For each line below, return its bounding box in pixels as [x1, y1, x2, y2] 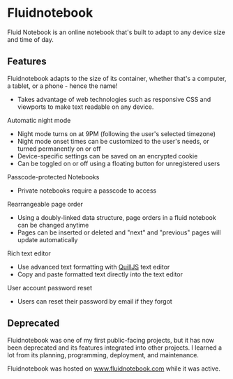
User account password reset [7, 283, 93, 292]
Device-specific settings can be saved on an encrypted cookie [17, 151, 198, 160]
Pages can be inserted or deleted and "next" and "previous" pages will [17, 228, 221, 237]
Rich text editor [7, 249, 51, 258]
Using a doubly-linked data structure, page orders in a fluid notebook [17, 213, 216, 221]
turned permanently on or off [17, 144, 101, 153]
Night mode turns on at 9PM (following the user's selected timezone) [17, 129, 216, 138]
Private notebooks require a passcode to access [17, 186, 157, 195]
